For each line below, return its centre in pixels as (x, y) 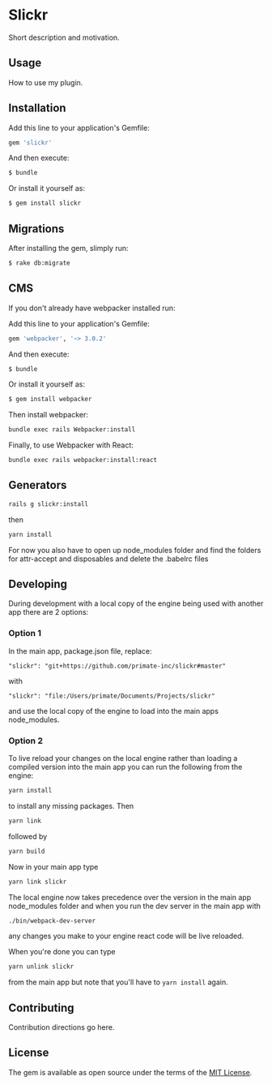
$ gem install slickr (45, 203)
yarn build (27, 851)
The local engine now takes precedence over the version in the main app (130, 897)
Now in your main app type (53, 867)
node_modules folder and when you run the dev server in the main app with (135, 906)
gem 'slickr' (30, 143)
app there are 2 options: (49, 612)
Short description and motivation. (64, 37)
